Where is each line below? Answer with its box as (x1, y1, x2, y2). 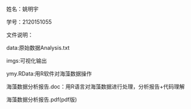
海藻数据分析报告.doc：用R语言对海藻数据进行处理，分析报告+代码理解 (6, 83, 185, 90)
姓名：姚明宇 (6, 5, 38, 12)
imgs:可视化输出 (6, 57, 47, 64)
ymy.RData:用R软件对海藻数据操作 (6, 70, 92, 77)
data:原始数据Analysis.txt (6, 44, 70, 51)
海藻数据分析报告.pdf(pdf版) (6, 96, 77, 103)
